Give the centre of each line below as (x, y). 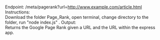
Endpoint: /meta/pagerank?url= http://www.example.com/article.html (73, 7)
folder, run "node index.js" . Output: (41, 22)
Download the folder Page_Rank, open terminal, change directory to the (77, 17)
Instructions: (18, 12)
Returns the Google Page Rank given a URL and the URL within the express (80, 27)
